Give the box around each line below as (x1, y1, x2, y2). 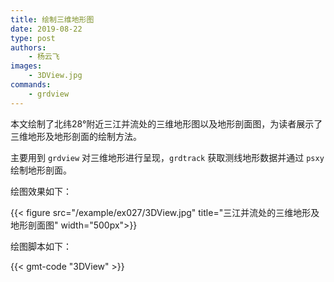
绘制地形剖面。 (10, 164, 72, 176)
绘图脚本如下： (10, 240, 72, 252)
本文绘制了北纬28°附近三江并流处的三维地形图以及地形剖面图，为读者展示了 (10, 117, 323, 130)
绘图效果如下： (10, 185, 72, 197)
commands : (10, 80, 52, 90)
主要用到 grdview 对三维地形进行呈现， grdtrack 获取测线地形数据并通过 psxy (10, 151, 325, 163)
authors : (10, 42, 47, 53)
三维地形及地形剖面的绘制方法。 (10, 130, 142, 142)
